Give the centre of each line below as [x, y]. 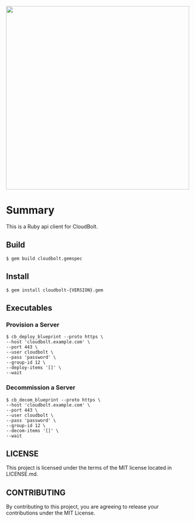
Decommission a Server [41, 388]
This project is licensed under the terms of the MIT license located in [89, 468]
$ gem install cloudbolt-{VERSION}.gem [55, 290]
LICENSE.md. [22, 474]
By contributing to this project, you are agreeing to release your [83, 507]
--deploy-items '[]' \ [34, 368]
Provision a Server [33, 324]
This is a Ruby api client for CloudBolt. [52, 226]
